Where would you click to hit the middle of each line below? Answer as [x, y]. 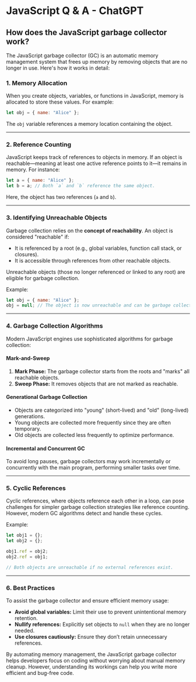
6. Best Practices [31, 588]
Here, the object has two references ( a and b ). [61, 197]
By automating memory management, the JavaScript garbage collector [91, 655]
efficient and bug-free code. [40, 673]
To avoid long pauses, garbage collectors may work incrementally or [88, 461]
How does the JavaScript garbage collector [87, 32]
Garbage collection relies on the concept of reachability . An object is [90, 230]
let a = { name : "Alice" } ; [40, 180]
